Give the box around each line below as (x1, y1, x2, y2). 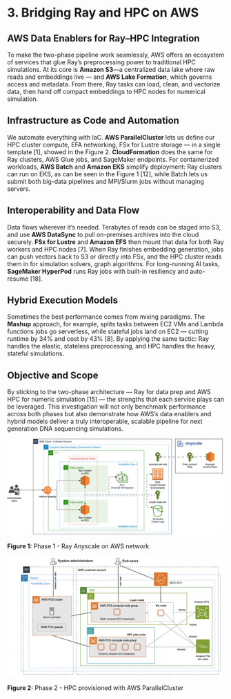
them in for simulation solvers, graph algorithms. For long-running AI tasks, (7, 259, 221, 268)
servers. (7, 185, 31, 193)
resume (7, 274, 29, 283)
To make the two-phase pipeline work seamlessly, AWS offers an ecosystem (7, 50, 225, 59)
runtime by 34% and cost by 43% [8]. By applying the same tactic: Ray (7, 335, 209, 343)
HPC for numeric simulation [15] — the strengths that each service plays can (7, 395, 225, 404)
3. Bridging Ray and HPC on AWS (7, 5, 199, 21)
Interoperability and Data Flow (7, 205, 140, 216)
